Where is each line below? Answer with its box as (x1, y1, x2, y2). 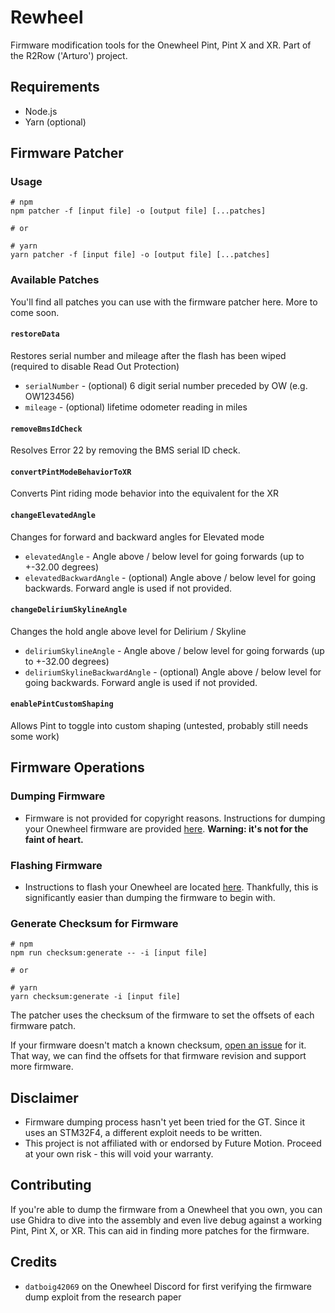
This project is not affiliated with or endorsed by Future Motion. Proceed (24, 1137, 322, 1150)
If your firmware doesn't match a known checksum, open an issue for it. (10, 1039, 307, 1051)
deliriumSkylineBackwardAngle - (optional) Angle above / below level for (24, 666, 322, 678)
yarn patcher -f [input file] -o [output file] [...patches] (10, 250, 271, 260)
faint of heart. (24, 833, 84, 845)
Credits (10, 1254, 58, 1271)
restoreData (10, 329, 60, 340)
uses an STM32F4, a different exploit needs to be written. (24, 1127, 263, 1139)
